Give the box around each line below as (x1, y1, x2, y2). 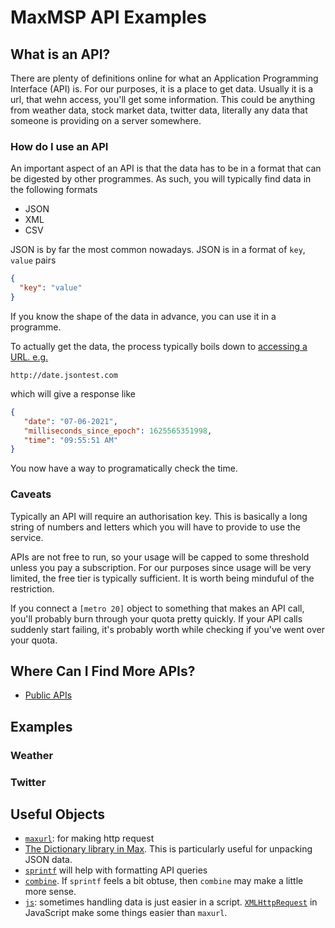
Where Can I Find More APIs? (10, 662, 196, 680)
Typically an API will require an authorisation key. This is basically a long (10, 510, 308, 522)
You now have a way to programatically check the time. (10, 462, 238, 475)
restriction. (10, 582, 55, 595)
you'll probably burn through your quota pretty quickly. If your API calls (10, 612, 303, 625)
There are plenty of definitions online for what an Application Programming (10, 72, 319, 84)
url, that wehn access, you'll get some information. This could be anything (10, 94, 316, 105)
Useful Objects (10, 806, 106, 823)
